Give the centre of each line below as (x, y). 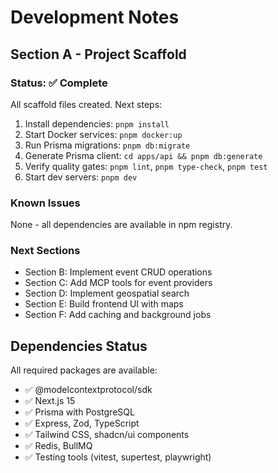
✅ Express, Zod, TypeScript (82, 423)
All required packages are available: (84, 370)
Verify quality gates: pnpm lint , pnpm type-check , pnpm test (146, 166)
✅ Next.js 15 (50, 401)
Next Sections (45, 251)
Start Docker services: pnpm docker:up (103, 134)
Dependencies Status (79, 346)
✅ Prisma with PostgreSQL (79, 412)
